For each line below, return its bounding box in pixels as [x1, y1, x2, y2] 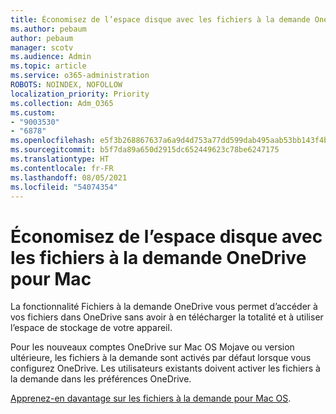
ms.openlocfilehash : [10, 136, 97, 146]
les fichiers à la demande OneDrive [10, 246, 307, 269]
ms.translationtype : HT [10, 154, 110, 164]
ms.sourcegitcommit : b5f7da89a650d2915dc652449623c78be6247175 [10, 145, 280, 155]
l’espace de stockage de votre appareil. [10, 322, 173, 334]
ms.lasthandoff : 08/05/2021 [10, 172, 128, 183]
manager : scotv [10, 42, 74, 53]
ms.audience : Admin [10, 52, 92, 62]
